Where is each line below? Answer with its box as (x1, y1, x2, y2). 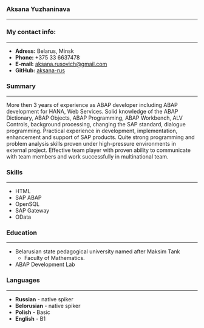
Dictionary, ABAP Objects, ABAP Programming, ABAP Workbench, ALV (6, 114, 183, 121)
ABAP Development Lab (15, 261, 75, 268)
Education (6, 228, 38, 237)
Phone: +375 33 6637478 (15, 53, 80, 61)
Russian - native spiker (15, 295, 74, 302)
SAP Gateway (15, 207, 50, 214)
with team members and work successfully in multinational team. (6, 152, 169, 160)
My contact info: (6, 28, 56, 36)
